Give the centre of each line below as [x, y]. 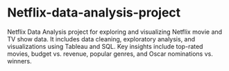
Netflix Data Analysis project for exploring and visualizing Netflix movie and [115, 32]
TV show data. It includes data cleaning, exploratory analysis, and [101, 39]
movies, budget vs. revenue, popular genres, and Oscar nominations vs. [110, 54]
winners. [20, 61]
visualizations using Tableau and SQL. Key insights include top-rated [105, 46]
